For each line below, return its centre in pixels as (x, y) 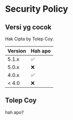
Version (17, 51)
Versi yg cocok (28, 27)
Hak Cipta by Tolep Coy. (29, 39)
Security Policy (37, 9)
